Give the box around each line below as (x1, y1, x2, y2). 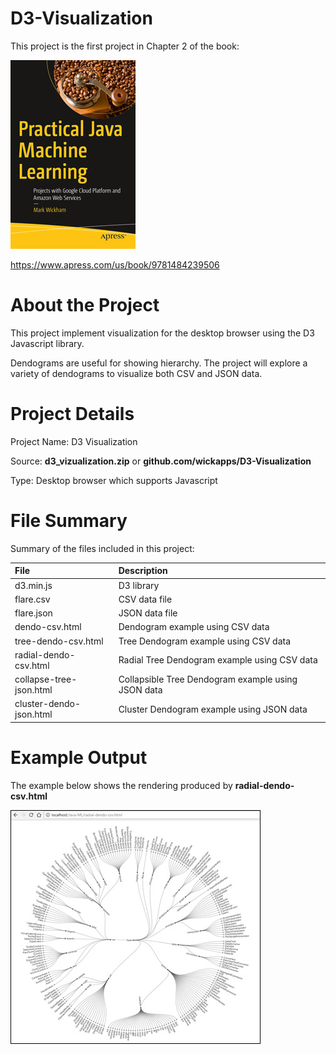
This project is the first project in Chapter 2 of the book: (10, 40, 240, 52)
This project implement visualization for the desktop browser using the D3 (10, 327, 315, 339)
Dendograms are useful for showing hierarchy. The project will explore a (10, 357, 308, 369)
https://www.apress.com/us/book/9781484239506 (10, 258, 220, 271)
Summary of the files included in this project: (10, 542, 195, 554)
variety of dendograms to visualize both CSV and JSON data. (10, 367, 263, 379)
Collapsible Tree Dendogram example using (118, 673, 298, 685)
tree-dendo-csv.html (14, 635, 104, 647)
